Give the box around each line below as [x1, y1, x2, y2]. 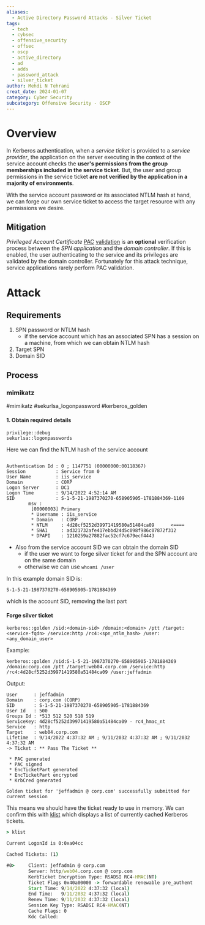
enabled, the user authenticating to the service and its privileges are [6, 251, 179, 259]
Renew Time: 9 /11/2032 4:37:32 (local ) [28, 897, 130, 903]
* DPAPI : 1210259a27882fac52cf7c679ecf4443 [31, 533, 155, 539]
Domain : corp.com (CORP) [6, 697, 81, 703]
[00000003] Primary [31, 506, 81, 512]
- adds [12, 66, 29, 72]
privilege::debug [6, 430, 51, 436]
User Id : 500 [6, 708, 48, 714]
